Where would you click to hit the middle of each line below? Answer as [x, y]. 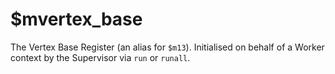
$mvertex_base [76, 19]
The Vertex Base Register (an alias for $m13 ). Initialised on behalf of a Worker [167, 47]
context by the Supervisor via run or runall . [100, 57]
